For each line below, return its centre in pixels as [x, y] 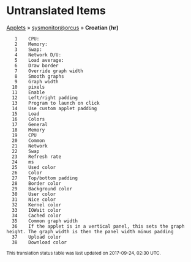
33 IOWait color [37, 210]
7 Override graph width [49, 71]
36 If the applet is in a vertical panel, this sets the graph [98, 226]
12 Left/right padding [45, 98]
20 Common [28, 140]
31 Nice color [34, 200]
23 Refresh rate [37, 157]
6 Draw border [37, 65]
